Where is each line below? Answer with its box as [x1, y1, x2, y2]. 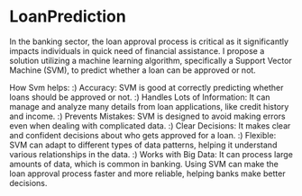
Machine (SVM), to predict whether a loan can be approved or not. [9, 65, 257, 76]
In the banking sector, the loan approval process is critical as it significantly [9, 36, 289, 47]
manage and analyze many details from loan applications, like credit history [9, 101, 289, 111]
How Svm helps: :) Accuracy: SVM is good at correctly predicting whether [9, 82, 284, 93]
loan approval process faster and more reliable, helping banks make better [9, 168, 286, 179]
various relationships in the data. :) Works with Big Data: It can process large [9, 148, 293, 159]
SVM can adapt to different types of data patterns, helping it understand [9, 139, 278, 150]
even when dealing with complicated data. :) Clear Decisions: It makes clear [9, 120, 291, 131]
